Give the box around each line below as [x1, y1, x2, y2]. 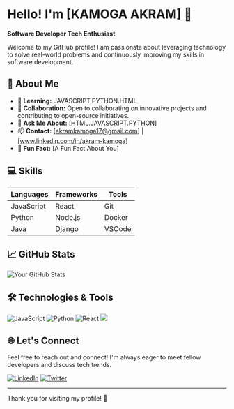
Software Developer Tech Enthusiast [7, 29, 116, 38]
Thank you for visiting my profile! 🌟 [7, 394, 108, 402]
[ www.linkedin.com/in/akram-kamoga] [17, 136, 128, 145]
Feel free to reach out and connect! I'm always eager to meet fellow [7, 353, 201, 362]
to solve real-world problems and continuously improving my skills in [7, 50, 205, 59]
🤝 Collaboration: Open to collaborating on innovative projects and [17, 104, 207, 112]
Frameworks [55, 189, 98, 199]
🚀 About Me [7, 78, 59, 90]
